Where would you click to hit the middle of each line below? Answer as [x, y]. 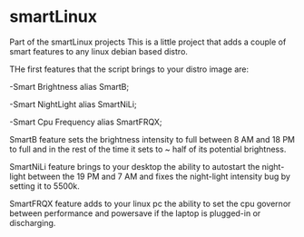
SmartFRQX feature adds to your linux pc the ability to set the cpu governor [150, 203]
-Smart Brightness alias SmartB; [69, 86]
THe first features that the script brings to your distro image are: [129, 69]
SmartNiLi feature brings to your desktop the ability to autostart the [135, 166]
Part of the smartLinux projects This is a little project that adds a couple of [148, 42]
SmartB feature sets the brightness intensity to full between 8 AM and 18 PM [152, 139]
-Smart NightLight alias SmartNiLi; [74, 104]
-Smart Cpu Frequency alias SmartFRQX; [86, 122]
